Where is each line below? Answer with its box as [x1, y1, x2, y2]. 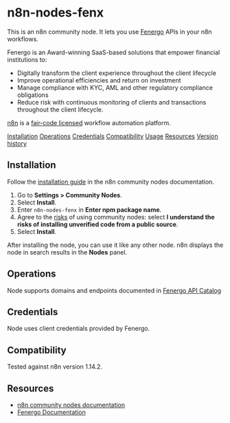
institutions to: [7, 55, 47, 63]
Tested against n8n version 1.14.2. [7, 362, 103, 371]
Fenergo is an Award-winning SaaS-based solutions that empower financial [7, 48, 220, 56]
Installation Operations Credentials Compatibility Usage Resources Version [7, 132, 218, 140]
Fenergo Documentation [16, 408, 86, 416]
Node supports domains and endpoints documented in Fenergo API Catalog [7, 286, 222, 294]
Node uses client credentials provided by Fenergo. [7, 325, 150, 333]
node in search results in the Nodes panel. [7, 248, 128, 256]
